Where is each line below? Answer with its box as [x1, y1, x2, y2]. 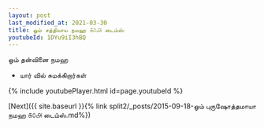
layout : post [8, 11, 51, 20]
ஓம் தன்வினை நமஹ [8, 55, 69, 64]
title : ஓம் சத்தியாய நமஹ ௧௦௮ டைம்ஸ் [8, 26, 125, 34]
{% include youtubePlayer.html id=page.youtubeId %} [8, 86, 184, 96]
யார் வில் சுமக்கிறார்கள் [19, 71, 87, 80]
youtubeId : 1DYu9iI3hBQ [8, 33, 87, 42]
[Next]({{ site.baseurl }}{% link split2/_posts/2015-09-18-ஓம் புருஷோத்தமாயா [8, 101, 256, 111]
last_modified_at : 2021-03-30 [8, 19, 108, 27]
